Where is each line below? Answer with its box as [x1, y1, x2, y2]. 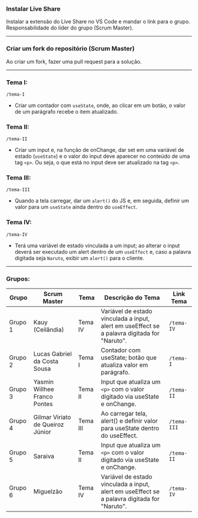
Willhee [33, 385, 54, 393]
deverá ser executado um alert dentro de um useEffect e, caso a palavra [14, 248, 192, 255]
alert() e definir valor [101, 417, 158, 425]
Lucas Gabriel [33, 350, 72, 358]
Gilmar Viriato [33, 413, 71, 421]
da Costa [33, 357, 59, 366]
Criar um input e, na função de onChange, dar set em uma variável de [14, 147, 184, 154]
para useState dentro [101, 424, 160, 433]
